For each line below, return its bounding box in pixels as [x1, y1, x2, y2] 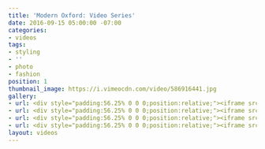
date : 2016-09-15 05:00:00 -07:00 [8, 19, 122, 27]
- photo [8, 63, 34, 71]
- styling [8, 48, 41, 56]
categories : [8, 26, 47, 34]
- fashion [8, 70, 41, 78]
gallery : [8, 92, 37, 100]
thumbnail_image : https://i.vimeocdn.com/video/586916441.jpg [8, 84, 217, 93]
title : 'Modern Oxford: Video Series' [8, 11, 136, 20]
